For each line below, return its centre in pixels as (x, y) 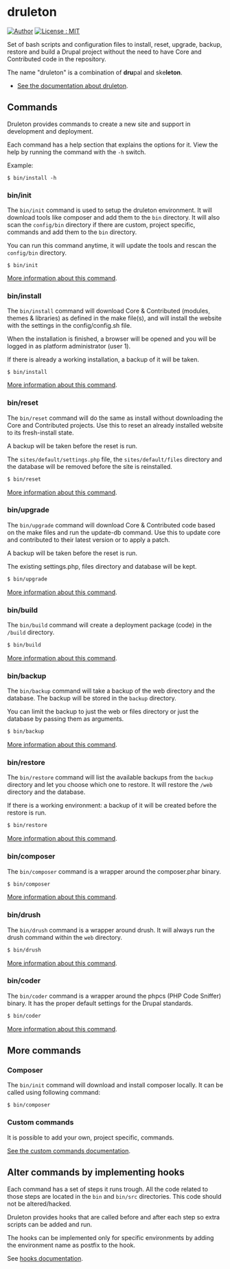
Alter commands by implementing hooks (96, 1172)
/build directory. (31, 632)
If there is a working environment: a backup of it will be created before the (112, 806)
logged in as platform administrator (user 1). (69, 346)
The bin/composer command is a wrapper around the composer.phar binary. (114, 871)
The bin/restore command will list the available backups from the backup (111, 777)
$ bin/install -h (32, 178)
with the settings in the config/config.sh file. (69, 326)
